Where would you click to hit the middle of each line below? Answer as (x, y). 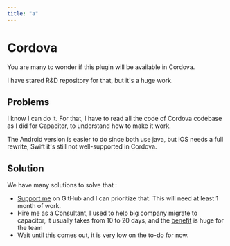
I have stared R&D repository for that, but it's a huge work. (90, 80)
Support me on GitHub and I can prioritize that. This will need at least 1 (118, 198)
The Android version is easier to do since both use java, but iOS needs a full (115, 140)
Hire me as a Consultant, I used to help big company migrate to (107, 213)
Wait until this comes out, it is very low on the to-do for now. (103, 235)
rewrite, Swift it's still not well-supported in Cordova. (82, 146)
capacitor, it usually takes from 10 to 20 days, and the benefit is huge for (120, 220)
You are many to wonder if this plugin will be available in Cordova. (101, 67)
